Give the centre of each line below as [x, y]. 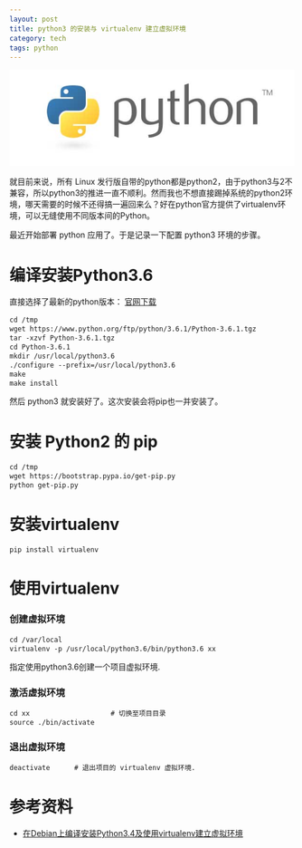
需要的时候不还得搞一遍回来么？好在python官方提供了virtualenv [159, 205]
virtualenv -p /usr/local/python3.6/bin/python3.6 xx [113, 649]
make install [34, 384]
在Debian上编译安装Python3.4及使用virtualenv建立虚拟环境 [133, 834]
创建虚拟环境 [38, 619]
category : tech [38, 38]
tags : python [34, 48]
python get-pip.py [44, 486]
